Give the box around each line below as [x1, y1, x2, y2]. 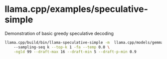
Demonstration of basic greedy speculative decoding [4, 30, 114, 36]
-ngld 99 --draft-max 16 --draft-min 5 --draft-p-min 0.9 [13, 49, 137, 54]
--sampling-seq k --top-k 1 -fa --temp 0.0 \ [13, 45, 110, 50]
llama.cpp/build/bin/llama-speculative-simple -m [4, 40, 110, 45]
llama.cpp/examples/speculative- [4, 3, 148, 15]
